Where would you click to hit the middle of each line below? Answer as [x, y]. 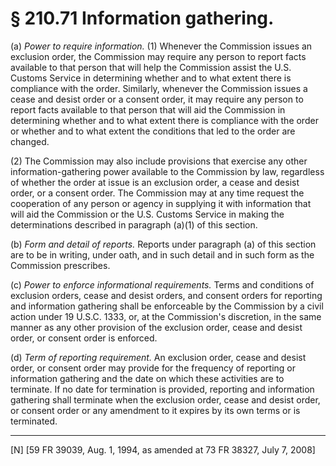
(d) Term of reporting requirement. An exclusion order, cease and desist [158, 357]
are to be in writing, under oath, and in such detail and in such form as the [162, 254]
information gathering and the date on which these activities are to [147, 378]
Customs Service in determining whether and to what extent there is [151, 78]
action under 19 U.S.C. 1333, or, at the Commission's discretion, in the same [166, 316]
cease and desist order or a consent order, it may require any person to [157, 99]
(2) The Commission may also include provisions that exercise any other [159, 161]
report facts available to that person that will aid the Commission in [148, 109]
